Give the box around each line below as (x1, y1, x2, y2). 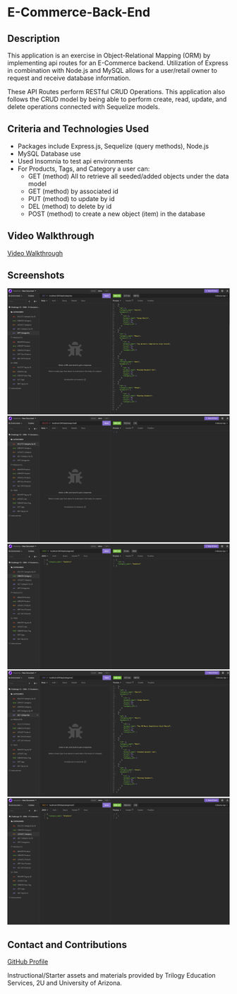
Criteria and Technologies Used (7, 123, 150, 135)
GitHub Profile (7, 957, 49, 966)
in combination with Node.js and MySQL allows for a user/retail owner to (7, 67, 217, 74)
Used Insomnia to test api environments (17, 156, 133, 165)
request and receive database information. (7, 74, 131, 82)
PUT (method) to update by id (28, 194, 115, 202)
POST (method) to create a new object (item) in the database (28, 210, 206, 218)
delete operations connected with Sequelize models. (7, 103, 160, 110)
